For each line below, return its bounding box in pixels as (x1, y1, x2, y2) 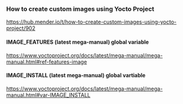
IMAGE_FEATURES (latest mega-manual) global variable (6, 38, 149, 45)
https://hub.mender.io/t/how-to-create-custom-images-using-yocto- (6, 19, 177, 26)
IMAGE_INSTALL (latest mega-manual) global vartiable (6, 72, 146, 79)
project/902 (6, 25, 36, 32)
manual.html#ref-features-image (6, 58, 87, 65)
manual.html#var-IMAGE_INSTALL (6, 91, 91, 99)
